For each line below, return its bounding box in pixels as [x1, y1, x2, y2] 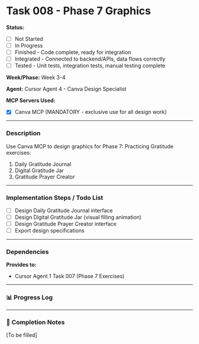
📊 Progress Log [6, 294, 53, 302]
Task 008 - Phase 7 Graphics [6, 4, 151, 18]
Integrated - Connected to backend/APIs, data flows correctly [14, 55, 166, 63]
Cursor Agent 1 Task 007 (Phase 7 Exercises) [14, 273, 125, 280]
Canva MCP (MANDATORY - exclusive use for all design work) [14, 109, 167, 116]
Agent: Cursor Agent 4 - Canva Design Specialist [6, 85, 127, 93]
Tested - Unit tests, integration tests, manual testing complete [14, 62, 166, 69]
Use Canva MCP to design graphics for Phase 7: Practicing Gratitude [6, 142, 174, 149]
